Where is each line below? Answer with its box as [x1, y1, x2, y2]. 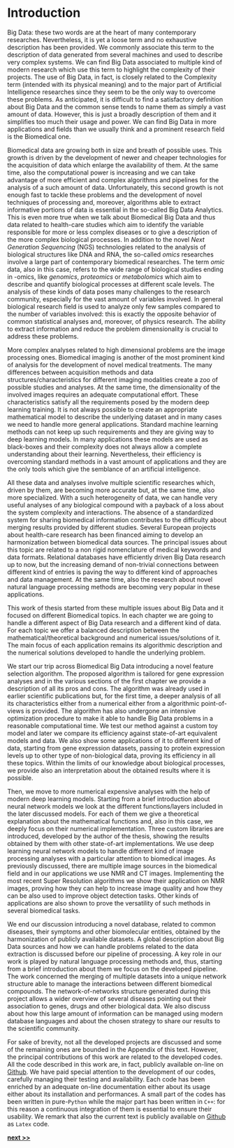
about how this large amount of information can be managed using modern [7, 1009, 224, 1018]
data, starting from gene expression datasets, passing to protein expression [7, 744, 225, 752]
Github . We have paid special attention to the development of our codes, [7, 1067, 216, 1076]
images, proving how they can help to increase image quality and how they [7, 884, 223, 892]
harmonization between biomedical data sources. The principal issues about [7, 538, 227, 546]
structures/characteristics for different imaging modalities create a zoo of [7, 375, 219, 383]
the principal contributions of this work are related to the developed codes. [7, 1053, 223, 1061]
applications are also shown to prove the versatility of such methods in [7, 898, 211, 907]
